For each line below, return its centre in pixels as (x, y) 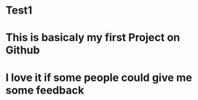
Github (23, 50)
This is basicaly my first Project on (93, 38)
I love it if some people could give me (99, 77)
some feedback (45, 90)
